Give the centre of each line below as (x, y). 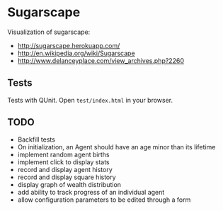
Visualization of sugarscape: (49, 32)
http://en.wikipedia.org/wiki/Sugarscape (76, 53)
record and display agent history (65, 169)
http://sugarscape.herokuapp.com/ (69, 45)
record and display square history (67, 177)
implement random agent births (63, 154)
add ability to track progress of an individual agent (91, 192)
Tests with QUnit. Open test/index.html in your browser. (90, 100)
